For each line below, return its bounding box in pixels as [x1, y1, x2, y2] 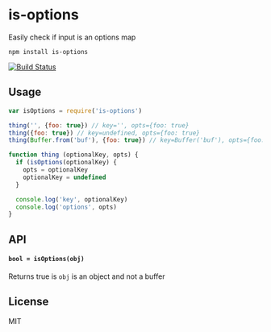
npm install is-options [8, 48, 89, 56]
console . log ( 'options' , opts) [15, 203, 117, 211]
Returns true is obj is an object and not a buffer [8, 272, 165, 281]
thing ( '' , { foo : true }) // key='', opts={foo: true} [8, 121, 190, 130]
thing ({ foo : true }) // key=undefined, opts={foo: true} [8, 129, 200, 137]
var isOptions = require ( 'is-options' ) [8, 106, 143, 114]
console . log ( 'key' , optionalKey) [15, 195, 128, 203]
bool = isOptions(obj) [8, 255, 85, 264]
